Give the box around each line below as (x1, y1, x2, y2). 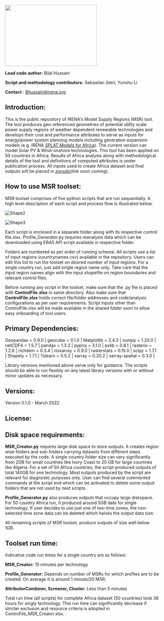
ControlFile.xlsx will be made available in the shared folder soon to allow (5, 305, 150, 311)
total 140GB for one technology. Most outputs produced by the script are (5, 469, 151, 476)
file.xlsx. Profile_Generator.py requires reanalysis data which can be (5, 234, 142, 240)
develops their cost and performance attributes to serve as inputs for (5, 132, 144, 137)
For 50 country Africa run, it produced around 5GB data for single (5, 500, 137, 506)
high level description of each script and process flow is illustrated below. (5, 200, 153, 206)
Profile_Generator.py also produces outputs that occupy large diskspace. (5, 495, 154, 501)
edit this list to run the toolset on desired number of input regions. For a (5, 259, 148, 265)
